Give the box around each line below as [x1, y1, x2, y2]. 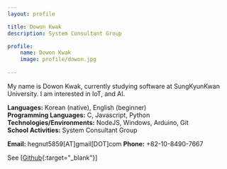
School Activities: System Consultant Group [7, 126, 138, 134]
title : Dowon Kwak [7, 23, 62, 31]
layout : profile [7, 10, 55, 18]
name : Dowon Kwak [20, 49, 72, 57]
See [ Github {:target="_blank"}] [7, 153, 98, 162]
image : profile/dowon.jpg [20, 56, 97, 63]
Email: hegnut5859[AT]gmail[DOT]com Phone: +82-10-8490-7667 [7, 139, 204, 148]
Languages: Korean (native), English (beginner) [7, 103, 147, 111]
